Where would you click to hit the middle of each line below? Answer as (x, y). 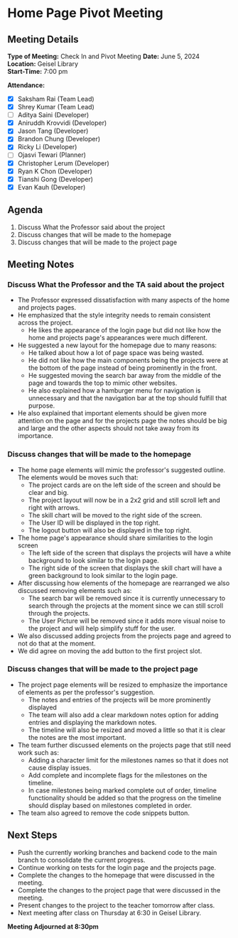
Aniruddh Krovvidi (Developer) (62, 123)
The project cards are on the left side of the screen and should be (124, 485)
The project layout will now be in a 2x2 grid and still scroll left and (124, 500)
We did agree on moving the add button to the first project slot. (110, 650)
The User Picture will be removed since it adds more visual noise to (127, 621)
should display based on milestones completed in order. (110, 805)
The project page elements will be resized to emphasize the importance (123, 685)
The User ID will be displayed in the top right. (94, 523)
